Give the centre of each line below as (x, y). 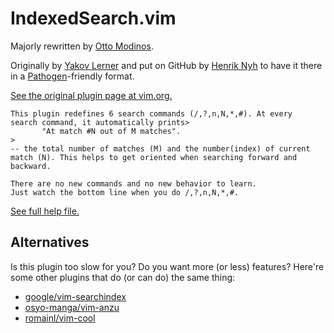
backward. (31, 166)
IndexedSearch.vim (93, 18)
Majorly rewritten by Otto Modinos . (82, 46)
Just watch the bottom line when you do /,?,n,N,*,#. (125, 192)
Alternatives (50, 242)
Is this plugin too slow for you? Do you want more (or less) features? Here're (167, 266)
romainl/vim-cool (60, 318)
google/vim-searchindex (75, 296)
